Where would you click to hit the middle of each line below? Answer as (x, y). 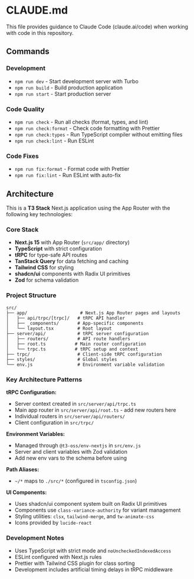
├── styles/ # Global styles (62, 359)
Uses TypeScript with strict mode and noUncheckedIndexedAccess (93, 551)
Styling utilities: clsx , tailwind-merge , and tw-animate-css (84, 516)
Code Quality (25, 109)
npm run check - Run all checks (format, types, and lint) (81, 122)
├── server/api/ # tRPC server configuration (78, 334)
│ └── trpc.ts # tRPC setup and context (72, 349)
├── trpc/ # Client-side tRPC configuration (84, 354)
